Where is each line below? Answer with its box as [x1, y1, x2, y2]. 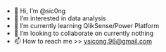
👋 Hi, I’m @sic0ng [13, 7, 65, 15]
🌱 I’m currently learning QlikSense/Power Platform [13, 22, 160, 30]
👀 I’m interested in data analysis [13, 14, 107, 22]
